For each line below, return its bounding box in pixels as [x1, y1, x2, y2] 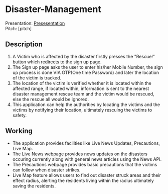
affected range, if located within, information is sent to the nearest [12, 85, 149, 91]
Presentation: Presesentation [5, 20, 65, 26]
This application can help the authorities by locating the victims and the [12, 102, 160, 108]
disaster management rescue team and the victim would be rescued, [12, 90, 154, 96]
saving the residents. [12, 182, 56, 189]
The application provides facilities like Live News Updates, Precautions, [12, 140, 160, 146]
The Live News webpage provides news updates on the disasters [12, 151, 148, 157]
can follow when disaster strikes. [12, 167, 81, 173]
